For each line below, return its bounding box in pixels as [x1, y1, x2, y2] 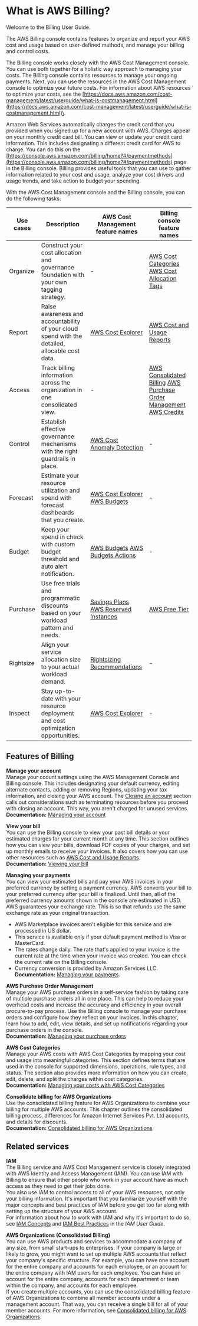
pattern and [41, 623, 74, 631]
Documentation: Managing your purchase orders [6, 1032, 126, 1040]
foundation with [41, 271, 84, 279]
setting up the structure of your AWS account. [6, 1207, 118, 1214]
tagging [41, 285, 63, 294]
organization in [41, 386, 82, 394]
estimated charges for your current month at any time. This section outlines [6, 835, 189, 842]
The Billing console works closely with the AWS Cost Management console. [6, 59, 190, 66]
